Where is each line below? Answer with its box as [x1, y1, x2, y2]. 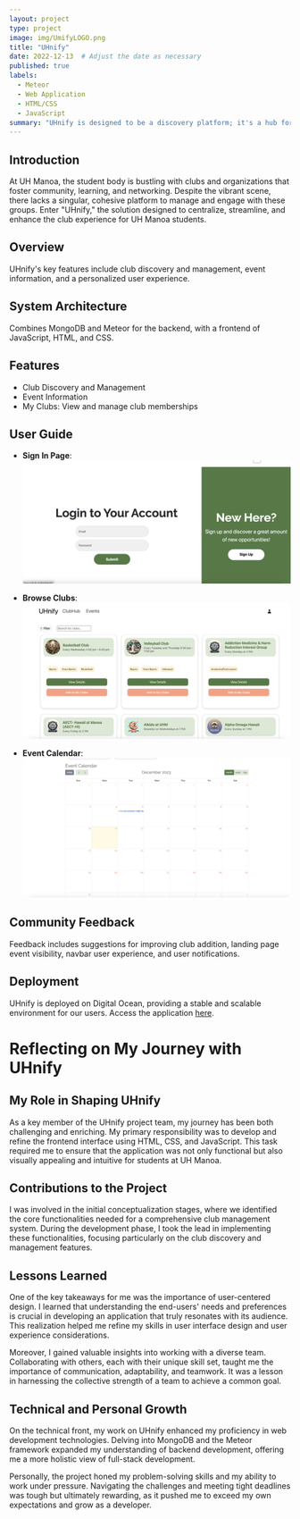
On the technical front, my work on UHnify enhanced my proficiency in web [9, 1425, 287, 1436]
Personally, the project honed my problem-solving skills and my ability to [9, 1471, 277, 1482]
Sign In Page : [21, 450, 72, 461]
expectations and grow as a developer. [9, 1499, 152, 1510]
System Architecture [9, 299, 128, 315]
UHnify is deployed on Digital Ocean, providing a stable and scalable [9, 997, 262, 1009]
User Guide [9, 426, 73, 441]
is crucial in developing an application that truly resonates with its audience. [9, 1311, 288, 1322]
